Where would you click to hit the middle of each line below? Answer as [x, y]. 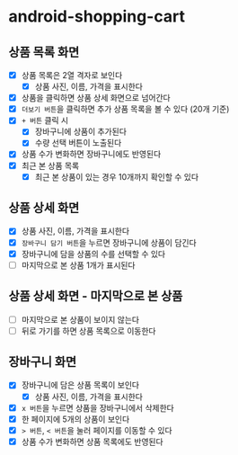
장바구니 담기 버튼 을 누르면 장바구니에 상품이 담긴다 [109, 242]
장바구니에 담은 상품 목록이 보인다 [80, 385]
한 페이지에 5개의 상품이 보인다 [75, 419]
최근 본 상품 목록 [50, 165]
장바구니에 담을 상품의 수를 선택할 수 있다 [93, 254]
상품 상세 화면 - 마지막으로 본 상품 [96, 296]
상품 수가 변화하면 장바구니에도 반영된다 [91, 154]
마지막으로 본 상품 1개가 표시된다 [78, 265]
